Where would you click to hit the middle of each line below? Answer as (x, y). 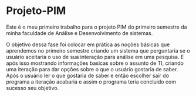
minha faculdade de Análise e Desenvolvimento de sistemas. (80, 33)
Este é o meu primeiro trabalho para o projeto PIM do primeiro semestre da (97, 27)
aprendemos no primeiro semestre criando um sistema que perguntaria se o (98, 50)
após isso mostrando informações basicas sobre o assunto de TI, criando (95, 63)
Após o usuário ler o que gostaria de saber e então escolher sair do (87, 75)
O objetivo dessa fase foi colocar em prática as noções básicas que (88, 44)
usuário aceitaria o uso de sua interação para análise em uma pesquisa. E (95, 57)
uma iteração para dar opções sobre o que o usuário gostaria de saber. (92, 69)
